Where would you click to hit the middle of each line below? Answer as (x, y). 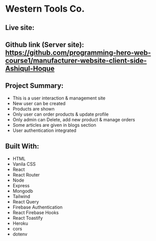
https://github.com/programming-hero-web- (78, 53)
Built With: (22, 146)
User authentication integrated (45, 130)
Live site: (20, 28)
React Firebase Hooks (36, 212)
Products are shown (33, 109)
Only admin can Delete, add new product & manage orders (74, 119)
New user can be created (39, 103)
